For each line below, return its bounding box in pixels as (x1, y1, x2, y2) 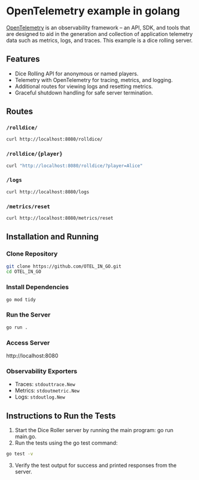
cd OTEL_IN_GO (6, 269, 42, 275)
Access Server (6, 338, 50, 347)
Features (6, 54, 40, 64)
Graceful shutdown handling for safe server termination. (14, 89, 154, 96)
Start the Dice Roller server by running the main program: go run (14, 427, 173, 434)
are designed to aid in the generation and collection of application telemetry (6, 30, 193, 37)
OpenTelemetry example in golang (6, 4, 180, 18)
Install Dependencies (6, 283, 69, 291)
